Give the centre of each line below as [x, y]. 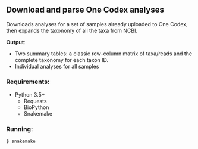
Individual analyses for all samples [57, 66]
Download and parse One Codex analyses [85, 10]
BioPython [36, 107]
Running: [20, 129]
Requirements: [28, 82]
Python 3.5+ [30, 95]
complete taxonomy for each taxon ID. [62, 60]
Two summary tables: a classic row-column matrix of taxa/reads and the [103, 54]
